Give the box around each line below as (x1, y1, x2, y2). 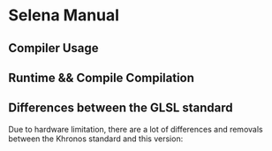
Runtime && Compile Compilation (8, 70, 195, 85)
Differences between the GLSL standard (8, 101, 233, 116)
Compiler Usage (8, 41, 99, 56)
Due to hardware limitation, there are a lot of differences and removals (8, 124, 263, 134)
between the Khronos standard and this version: (8, 133, 184, 144)
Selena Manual (8, 5, 120, 26)
